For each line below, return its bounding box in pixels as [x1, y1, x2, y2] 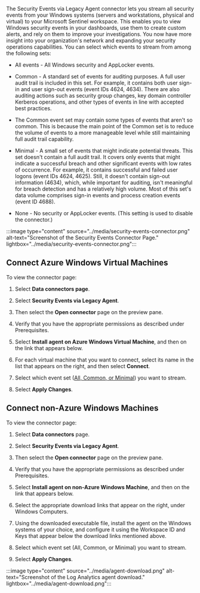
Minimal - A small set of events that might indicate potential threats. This [14, 147, 193, 154]
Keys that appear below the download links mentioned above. [14, 532, 167, 539]
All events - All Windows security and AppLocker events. [14, 61, 155, 68]
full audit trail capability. [14, 136, 74, 143]
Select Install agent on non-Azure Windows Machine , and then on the [14, 483, 190, 490]
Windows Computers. [14, 508, 69, 515]
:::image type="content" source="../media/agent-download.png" [6, 567, 165, 574]
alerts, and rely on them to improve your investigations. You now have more [6, 31, 192, 38]
